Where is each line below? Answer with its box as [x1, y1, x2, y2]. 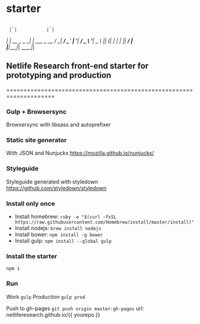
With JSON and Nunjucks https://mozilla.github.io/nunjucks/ [6, 149, 154, 157]
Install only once [6, 199, 56, 207]
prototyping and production [6, 71, 112, 81]
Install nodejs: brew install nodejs [14, 224, 101, 231]
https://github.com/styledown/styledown [6, 184, 107, 191]
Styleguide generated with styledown [6, 178, 99, 185]
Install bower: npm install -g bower [14, 231, 103, 238]
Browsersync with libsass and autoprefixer [6, 121, 111, 129]
